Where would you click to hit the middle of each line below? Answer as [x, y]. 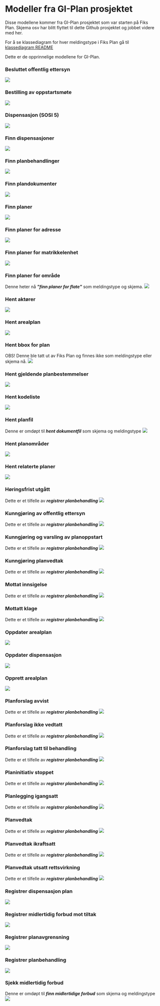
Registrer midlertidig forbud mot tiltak [51, 914]
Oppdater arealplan [28, 632]
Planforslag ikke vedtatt [34, 725]
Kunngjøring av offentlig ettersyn [45, 513]
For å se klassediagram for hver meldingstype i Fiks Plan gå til [67, 42]
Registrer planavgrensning [37, 937]
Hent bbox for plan [27, 345]
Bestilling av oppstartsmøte [38, 92]
